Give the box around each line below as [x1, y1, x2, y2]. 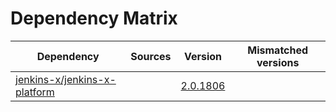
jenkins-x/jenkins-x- [15, 72, 117, 86]
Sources [130, 49, 172, 63]
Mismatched [247, 43, 309, 57]
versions [256, 55, 300, 69]
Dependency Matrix [10, 7, 178, 30]
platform [15, 85, 55, 99]
